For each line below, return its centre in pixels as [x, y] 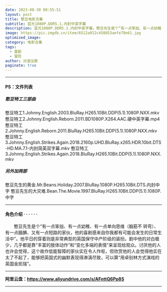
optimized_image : [23, 38]
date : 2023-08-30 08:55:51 [33, 10]
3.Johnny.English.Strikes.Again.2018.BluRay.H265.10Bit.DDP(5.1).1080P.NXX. [83, 154]
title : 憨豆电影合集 [24, 19]
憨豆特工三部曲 [20, 99]
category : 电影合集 [24, 42]
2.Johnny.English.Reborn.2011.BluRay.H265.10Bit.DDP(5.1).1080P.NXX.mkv [81, 131]
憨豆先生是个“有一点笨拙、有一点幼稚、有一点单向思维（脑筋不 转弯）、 [86, 226]
